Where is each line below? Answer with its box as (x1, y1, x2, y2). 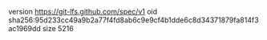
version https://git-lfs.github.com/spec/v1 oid (8, 7, 158, 16)
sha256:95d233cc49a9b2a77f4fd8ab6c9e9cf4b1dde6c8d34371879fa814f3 (8, 15, 259, 25)
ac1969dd (8, 24, 42, 33)
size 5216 (42, 24, 74, 33)
